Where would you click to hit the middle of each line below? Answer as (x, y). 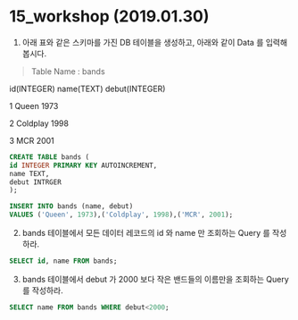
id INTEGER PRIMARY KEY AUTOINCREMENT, (83, 165)
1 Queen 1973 (34, 105)
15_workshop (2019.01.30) (109, 17)
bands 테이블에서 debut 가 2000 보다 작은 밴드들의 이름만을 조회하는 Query (156, 279)
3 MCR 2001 (32, 140)
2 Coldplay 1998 (39, 123)
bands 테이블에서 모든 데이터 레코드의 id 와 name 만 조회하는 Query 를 (146, 233)
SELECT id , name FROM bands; (63, 261)
